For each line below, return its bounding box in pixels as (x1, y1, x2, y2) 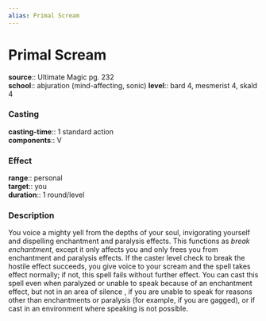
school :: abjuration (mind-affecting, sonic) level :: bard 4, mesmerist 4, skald (8, 80, 258, 90)
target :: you (8, 182, 48, 191)
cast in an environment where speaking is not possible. (8, 304, 189, 314)
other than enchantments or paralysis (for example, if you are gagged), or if (8, 296, 256, 305)
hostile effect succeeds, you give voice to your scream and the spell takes (8, 261, 251, 271)
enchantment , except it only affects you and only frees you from (8, 245, 218, 254)
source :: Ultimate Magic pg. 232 (8, 72, 115, 82)
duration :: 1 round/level (8, 190, 85, 199)
